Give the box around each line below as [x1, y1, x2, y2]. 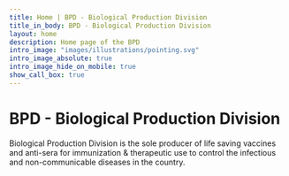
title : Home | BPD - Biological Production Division [9, 12, 208, 22]
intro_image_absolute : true [9, 54, 113, 63]
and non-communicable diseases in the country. [9, 157, 186, 167]
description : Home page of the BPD [9, 37, 141, 47]
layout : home [9, 29, 57, 38]
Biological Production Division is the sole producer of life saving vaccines [9, 138, 277, 149]
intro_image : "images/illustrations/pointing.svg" [9, 46, 200, 55]
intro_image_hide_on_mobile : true [9, 63, 137, 72]
